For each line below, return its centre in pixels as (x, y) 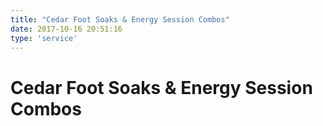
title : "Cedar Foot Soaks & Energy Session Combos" (120, 19)
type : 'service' (44, 38)
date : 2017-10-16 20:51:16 (66, 29)
